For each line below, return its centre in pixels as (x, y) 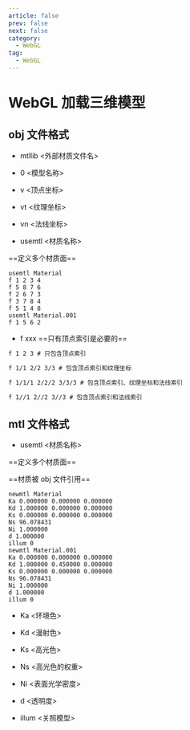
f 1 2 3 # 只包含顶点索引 (47, 353)
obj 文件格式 (39, 135)
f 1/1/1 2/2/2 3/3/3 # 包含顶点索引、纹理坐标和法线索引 (95, 382)
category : (25, 38)
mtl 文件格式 (39, 424)
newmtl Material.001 (43, 551)
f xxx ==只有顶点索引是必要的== (73, 338)
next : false (28, 31)
